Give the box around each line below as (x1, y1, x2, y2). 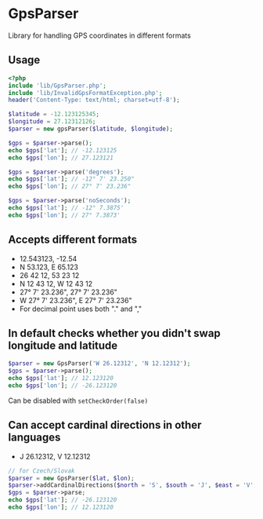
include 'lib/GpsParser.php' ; (8, 82, 107, 90)
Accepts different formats (8, 233, 138, 247)
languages (8, 431, 61, 444)
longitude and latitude (8, 338, 118, 352)
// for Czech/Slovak (8, 466, 76, 475)
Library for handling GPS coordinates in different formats (8, 31, 192, 40)
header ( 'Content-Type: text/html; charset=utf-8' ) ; (8, 96, 180, 104)
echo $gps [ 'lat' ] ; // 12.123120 (8, 375, 113, 382)
